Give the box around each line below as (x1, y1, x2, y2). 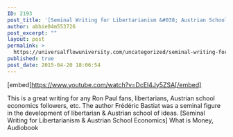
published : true (7, 55, 54, 62)
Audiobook (7, 123, 39, 131)
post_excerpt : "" (7, 29, 58, 37)
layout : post (7, 36, 45, 43)
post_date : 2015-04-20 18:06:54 (7, 62, 101, 68)
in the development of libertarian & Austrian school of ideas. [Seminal (7, 109, 206, 117)
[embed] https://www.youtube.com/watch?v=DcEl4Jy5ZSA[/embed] (7, 80, 202, 89)
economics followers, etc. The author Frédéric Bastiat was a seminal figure (7, 101, 221, 109)
